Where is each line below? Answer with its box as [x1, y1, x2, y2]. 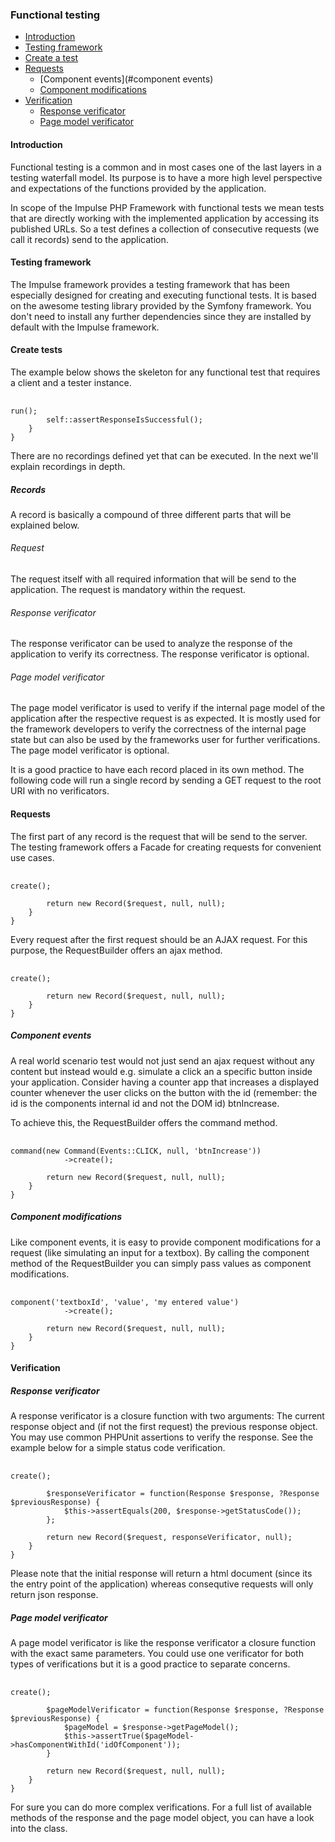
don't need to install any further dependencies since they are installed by [10, 310, 312, 322]
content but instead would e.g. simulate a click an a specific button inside [10, 1065, 313, 1077]
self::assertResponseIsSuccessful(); [46, 414, 203, 425]
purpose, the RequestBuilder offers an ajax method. [10, 944, 223, 956]
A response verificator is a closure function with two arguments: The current [10, 1410, 325, 1422]
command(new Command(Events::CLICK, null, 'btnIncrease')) [10, 1146, 262, 1156]
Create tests [10, 344, 63, 356]
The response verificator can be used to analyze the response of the [10, 638, 293, 650]
